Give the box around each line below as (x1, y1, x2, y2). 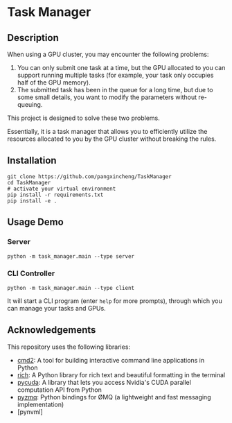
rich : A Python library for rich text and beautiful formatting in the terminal (17, 370, 226, 379)
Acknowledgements (7, 324, 96, 336)
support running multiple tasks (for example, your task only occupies (17, 71, 214, 79)
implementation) (17, 400, 64, 408)
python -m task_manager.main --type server (7, 252, 135, 260)
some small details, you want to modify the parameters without (17, 93, 197, 101)
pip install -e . (7, 197, 57, 205)
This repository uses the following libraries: (7, 343, 130, 351)
